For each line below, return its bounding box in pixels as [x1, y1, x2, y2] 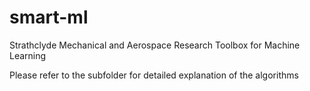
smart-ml [9, 6, 89, 29]
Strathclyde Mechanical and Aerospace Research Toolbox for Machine [9, 39, 301, 51]
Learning [9, 49, 47, 61]
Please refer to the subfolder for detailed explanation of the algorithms [9, 69, 299, 81]
